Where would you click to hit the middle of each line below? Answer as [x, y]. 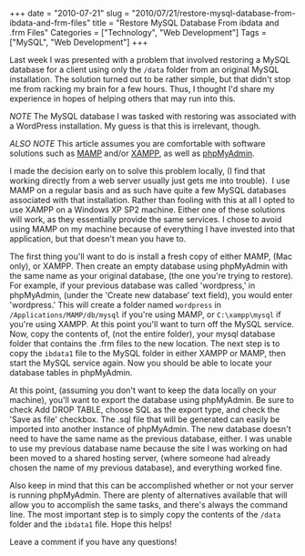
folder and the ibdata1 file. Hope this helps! [91, 524]
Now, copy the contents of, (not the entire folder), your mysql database [142, 334]
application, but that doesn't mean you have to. [98, 239]
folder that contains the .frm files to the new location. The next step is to [145, 344]
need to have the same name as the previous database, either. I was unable [151, 438]
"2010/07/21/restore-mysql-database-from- [213, 13]
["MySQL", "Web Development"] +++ [79, 42]
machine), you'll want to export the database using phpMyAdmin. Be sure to [152, 400]
